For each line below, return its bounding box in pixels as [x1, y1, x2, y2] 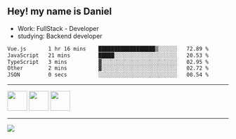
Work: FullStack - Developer [17, 24, 100, 32]
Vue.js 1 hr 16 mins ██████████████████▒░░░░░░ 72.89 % [7, 45, 209, 52]
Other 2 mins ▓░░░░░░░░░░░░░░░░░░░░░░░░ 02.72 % [7, 65, 209, 72]
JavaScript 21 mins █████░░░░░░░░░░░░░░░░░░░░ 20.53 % [7, 52, 209, 59]
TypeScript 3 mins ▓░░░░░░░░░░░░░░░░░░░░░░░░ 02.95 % [7, 58, 209, 65]
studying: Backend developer [17, 32, 103, 40]
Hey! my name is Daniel [7, 6, 112, 18]
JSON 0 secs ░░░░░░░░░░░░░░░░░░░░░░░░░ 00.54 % [7, 72, 209, 79]
